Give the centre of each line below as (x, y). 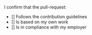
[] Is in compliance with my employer (49, 27)
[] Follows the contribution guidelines (49, 17)
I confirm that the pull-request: (35, 7)
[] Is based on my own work (40, 22)
